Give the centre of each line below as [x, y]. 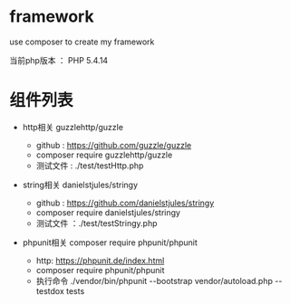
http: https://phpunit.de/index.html [100, 261]
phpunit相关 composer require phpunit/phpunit [110, 242]
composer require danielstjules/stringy [108, 212]
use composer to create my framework [82, 42]
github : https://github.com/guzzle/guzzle [114, 145]
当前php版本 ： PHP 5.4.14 [59, 60]
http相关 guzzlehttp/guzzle [73, 127]
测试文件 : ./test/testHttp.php [90, 166]
